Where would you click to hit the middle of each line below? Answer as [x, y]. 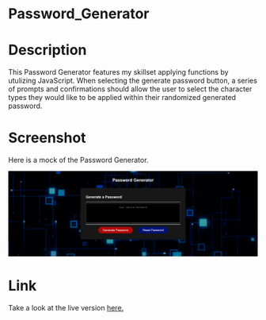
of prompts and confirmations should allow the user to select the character [130, 89]
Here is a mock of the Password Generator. [78, 160]
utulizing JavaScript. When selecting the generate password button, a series [133, 81]
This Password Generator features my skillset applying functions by [118, 72]
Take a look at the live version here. [66, 307]
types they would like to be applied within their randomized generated [122, 98]
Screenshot [47, 138]
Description [47, 50]
